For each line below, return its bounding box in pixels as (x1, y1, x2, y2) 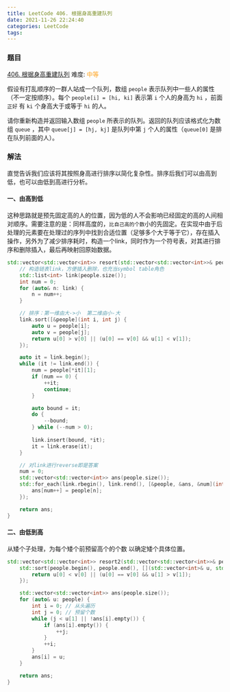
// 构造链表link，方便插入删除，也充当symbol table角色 (19, 265, 164, 272)
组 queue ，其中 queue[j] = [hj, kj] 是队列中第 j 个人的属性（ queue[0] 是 (7, 125, 216, 133)
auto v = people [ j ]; (31, 329, 90, 336)
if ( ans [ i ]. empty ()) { (43, 621, 109, 628)
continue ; (43, 385, 72, 393)
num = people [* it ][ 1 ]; (31, 367, 97, 374)
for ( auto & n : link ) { (19, 285, 84, 291)
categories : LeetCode (7, 23, 69, 29)
